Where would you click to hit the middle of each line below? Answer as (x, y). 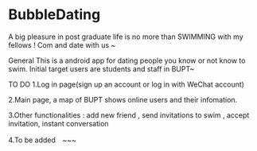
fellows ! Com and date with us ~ (62, 45)
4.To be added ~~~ (43, 140)
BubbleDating (55, 15)
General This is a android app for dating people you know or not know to (127, 60)
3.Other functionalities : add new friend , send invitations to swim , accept (129, 115)
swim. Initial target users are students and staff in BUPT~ (101, 68)
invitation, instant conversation (58, 123)
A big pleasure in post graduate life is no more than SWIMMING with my (126, 37)
